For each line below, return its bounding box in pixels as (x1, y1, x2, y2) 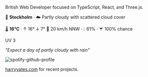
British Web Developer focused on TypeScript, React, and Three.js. (5, 4, 144, 10)
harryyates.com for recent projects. (5, 67, 79, 72)
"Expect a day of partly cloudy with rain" (5, 47, 90, 53)
